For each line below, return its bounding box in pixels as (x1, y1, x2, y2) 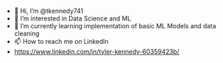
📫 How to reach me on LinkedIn (13, 38, 109, 45)
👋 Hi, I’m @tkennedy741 (13, 7, 84, 15)
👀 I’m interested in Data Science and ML (13, 14, 131, 23)
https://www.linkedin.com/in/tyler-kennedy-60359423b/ (13, 47, 180, 56)
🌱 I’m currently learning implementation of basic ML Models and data (13, 22, 217, 30)
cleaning (13, 29, 40, 38)
